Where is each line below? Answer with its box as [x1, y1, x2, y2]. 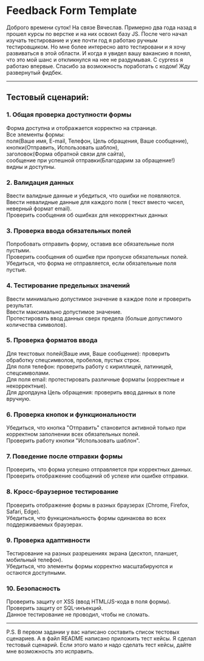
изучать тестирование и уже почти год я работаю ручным [6, 36, 158, 44]
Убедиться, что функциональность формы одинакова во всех [6, 514, 166, 521]
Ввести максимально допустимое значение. [6, 308, 123, 315]
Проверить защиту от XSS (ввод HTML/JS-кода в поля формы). [6, 598, 171, 605]
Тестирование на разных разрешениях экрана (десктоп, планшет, [6, 550, 178, 557]
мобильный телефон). [6, 557, 63, 563]
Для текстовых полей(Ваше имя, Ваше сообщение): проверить [6, 350, 170, 357]
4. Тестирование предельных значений [6, 281, 131, 290]
